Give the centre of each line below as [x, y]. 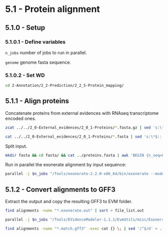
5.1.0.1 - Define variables [35, 42]
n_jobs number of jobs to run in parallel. [46, 52]
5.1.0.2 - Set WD [25, 75]
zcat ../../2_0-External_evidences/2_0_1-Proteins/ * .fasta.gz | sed [78, 127]
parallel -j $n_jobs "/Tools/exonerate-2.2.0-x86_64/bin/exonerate [77, 174]
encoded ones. [21, 118]
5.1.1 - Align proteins [37, 101]
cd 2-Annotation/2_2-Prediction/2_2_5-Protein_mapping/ [64, 86]
